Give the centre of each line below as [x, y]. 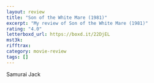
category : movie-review [37, 51]
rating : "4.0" [24, 29]
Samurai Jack [23, 74]
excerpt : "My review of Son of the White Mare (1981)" [77, 23]
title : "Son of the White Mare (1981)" [57, 18]
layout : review [26, 12]
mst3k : [15, 40]
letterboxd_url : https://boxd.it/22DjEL [58, 35]
